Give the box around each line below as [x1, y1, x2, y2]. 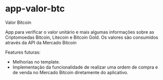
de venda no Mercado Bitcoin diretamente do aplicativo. [12, 69, 129, 75]
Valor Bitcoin [5, 19, 32, 25]
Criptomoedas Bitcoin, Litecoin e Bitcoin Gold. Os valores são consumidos [5, 34, 158, 40]
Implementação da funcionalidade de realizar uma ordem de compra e [12, 64, 158, 70]
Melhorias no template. [12, 59, 60, 65]
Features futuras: [5, 49, 41, 55]
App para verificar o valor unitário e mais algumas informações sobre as [5, 29, 154, 35]
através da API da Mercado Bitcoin [5, 39, 77, 45]
